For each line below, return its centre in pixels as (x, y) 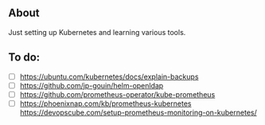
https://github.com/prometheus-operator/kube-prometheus (117, 94)
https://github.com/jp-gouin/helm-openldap (92, 85)
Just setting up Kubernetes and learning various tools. (97, 32)
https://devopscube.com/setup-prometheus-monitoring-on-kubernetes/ (138, 112)
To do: (24, 58)
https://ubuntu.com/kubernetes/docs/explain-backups (109, 76)
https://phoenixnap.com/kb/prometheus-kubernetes (105, 104)
